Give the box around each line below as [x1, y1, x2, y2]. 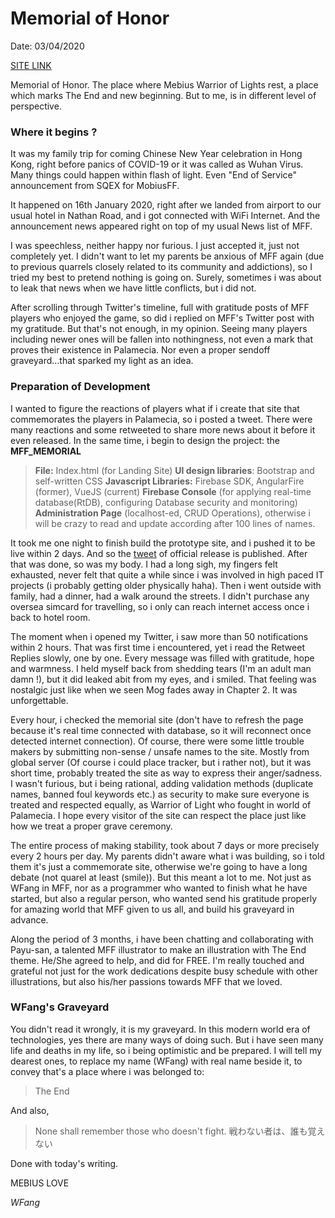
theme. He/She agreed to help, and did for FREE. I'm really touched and [10, 954, 305, 966]
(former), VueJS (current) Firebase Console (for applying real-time [34, 485, 312, 497]
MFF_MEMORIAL [10, 445, 82, 457]
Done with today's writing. [10, 1157, 119, 1169]
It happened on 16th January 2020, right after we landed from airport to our [10, 199, 322, 211]
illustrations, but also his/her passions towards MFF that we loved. [10, 975, 283, 987]
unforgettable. [10, 694, 69, 706]
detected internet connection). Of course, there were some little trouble [10, 735, 305, 747]
